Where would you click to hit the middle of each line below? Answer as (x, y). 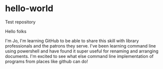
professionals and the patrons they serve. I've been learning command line (81, 46)
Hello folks (16, 31)
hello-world (29, 9)
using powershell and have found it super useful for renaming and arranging (82, 51)
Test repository (20, 22)
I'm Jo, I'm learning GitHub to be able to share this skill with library (72, 41)
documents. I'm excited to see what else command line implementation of (80, 56)
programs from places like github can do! (47, 61)
